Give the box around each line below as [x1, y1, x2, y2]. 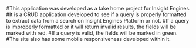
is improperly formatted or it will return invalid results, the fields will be [6, 23, 177, 30]
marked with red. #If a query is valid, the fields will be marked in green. [6, 29, 178, 36]
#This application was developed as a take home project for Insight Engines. [6, 5, 191, 12]
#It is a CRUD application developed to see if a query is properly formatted [6, 11, 187, 18]
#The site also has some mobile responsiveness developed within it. [6, 36, 171, 42]
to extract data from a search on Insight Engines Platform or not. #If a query [6, 17, 190, 24]
